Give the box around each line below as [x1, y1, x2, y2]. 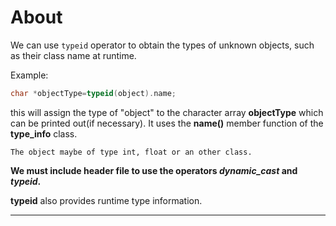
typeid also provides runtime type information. [10, 194, 203, 206]
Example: [10, 69, 49, 81]
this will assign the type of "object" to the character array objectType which [10, 106, 324, 118]
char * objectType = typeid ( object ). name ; [10, 88, 177, 98]
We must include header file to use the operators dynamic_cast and [10, 164, 298, 176]
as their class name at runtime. [10, 49, 137, 61]
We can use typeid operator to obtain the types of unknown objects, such [10, 39, 315, 51]
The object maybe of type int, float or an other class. [10, 147, 253, 157]
